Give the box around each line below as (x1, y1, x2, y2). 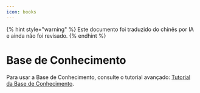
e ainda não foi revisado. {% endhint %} (6, 32, 106, 40)
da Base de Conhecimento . (6, 80, 74, 87)
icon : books (6, 9, 36, 15)
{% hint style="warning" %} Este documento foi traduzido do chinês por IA (6, 26, 195, 33)
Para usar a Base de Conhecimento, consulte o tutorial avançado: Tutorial (6, 74, 190, 81)
